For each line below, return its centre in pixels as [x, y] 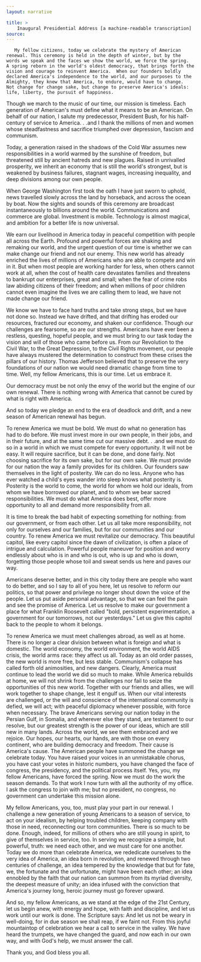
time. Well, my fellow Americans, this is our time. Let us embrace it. [89, 374]
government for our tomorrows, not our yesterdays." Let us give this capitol [99, 618]
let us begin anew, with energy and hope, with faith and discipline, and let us [100, 909]
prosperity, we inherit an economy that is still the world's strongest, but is [97, 167]
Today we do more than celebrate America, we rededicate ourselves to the [98, 852]
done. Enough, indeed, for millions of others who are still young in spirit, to [98, 833]
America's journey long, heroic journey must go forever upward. [85, 891]
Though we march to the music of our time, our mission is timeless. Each [96, 104]
